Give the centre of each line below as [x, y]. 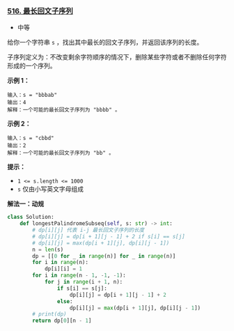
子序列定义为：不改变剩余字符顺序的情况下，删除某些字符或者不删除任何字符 [117, 57]
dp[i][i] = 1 [63, 269]
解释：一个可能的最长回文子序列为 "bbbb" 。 [64, 110]
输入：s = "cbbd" [31, 138]
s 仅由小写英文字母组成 [50, 189]
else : [65, 301]
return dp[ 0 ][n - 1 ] [62, 321]
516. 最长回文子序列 [40, 10]
